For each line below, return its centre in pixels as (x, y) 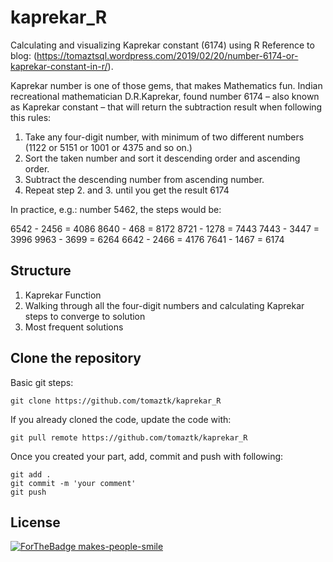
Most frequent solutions (74, 327)
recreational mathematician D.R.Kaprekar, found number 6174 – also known (165, 96)
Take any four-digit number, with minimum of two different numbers (164, 137)
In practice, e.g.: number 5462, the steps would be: (116, 209)
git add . (31, 474)
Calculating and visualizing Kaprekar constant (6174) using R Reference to (162, 45)
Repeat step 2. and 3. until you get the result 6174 (127, 190)
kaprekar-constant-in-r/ (59, 66)
